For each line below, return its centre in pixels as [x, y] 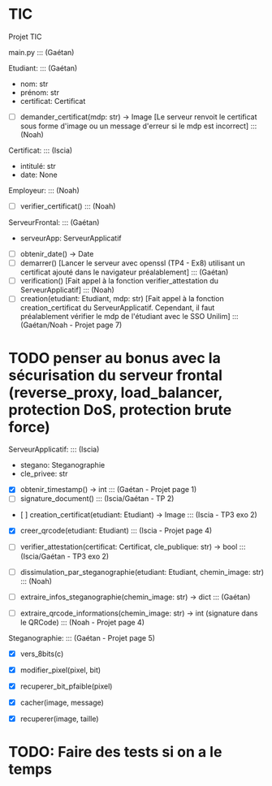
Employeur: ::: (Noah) [44, 190]
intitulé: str [38, 166]
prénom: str [39, 92]
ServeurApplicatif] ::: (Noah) [67, 290]
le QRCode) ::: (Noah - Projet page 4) [82, 622]
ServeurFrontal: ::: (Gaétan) [54, 222]
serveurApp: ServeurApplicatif [71, 238]
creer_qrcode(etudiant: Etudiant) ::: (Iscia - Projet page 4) [116, 531]
